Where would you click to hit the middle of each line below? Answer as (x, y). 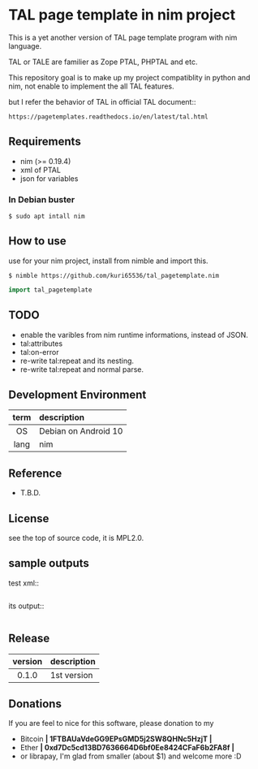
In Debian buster (42, 199)
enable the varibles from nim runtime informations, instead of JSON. (134, 335)
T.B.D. (30, 493)
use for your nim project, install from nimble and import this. (108, 261)
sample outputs (49, 563)
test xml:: (24, 583)
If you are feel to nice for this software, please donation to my (111, 724)
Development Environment (77, 394)
